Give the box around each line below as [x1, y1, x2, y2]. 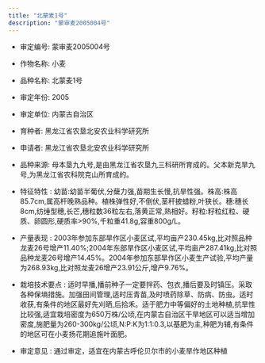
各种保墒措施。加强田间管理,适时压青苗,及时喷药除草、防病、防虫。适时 [19, 289, 254, 299]
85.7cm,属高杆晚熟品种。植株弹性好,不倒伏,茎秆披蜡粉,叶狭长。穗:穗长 [19, 196, 249, 206]
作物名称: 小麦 [19, 59, 66, 68]
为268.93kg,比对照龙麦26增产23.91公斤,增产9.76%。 [19, 262, 193, 272]
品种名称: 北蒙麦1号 [19, 75, 83, 85]
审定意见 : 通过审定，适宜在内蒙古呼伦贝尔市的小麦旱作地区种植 [19, 346, 228, 355]
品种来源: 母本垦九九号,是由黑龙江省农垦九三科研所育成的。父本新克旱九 [19, 159, 255, 169]
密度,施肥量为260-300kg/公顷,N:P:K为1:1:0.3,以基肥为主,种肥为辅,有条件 [19, 319, 254, 329]
